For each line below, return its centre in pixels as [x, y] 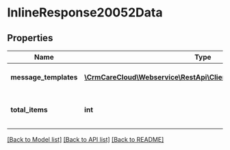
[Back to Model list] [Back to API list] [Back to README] [86, 139]
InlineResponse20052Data [85, 13]
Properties [30, 38]
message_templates [44, 77]
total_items [29, 110]
